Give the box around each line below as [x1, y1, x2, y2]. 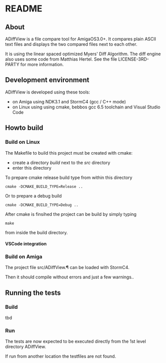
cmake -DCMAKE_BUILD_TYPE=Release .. [5, 184, 83, 189]
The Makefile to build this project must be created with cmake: [5, 150, 133, 156]
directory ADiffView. [5, 344, 46, 350]
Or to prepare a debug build [5, 192, 62, 199]
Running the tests [5, 288, 61, 297]
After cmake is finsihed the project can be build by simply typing [5, 211, 137, 217]
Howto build [5, 124, 44, 132]
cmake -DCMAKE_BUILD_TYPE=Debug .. [5, 202, 79, 207]
